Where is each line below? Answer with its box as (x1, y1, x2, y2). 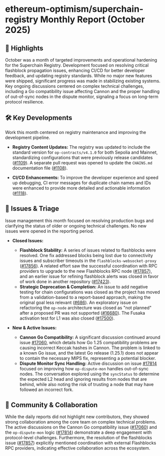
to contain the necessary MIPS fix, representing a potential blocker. (19, 355, 156, 361)
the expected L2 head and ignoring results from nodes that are (19, 376, 147, 382)
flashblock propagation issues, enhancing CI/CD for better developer (5, 67, 145, 73)
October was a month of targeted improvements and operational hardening (5, 57, 158, 63)
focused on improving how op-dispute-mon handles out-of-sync (19, 365, 149, 371)
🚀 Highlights (5, 44, 43, 52)
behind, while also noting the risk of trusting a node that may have (19, 381, 154, 387)
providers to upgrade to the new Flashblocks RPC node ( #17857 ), (19, 268, 152, 274)
